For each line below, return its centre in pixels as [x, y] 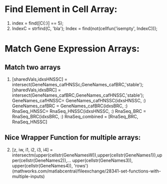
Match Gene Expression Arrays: [72, 49]
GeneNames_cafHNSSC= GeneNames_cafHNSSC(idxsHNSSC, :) [79, 100]
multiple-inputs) [28, 176]
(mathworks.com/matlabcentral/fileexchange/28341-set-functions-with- [86, 171]
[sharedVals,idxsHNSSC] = [40, 79]
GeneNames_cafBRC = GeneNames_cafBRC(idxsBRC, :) [70, 106]
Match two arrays [33, 67]
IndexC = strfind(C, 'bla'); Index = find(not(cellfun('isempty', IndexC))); [85, 28]
